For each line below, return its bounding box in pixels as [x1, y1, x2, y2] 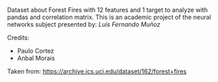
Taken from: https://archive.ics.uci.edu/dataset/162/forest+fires [7, 68, 187, 75]
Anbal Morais [17, 54, 55, 62]
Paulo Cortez [17, 47, 54, 55]
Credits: [7, 33, 30, 42]
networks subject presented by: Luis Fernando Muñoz [7, 20, 160, 28]
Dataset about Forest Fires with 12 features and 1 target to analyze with [7, 6, 208, 14]
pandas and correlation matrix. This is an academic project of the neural [7, 13, 212, 21]
